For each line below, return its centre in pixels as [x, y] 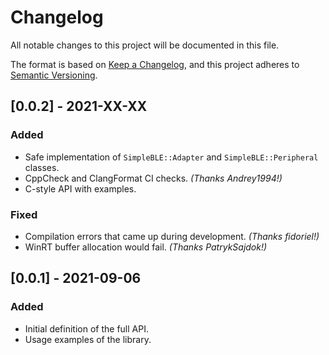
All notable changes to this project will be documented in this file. [145, 45]
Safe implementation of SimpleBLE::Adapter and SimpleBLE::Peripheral [171, 157]
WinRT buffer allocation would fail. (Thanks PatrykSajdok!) [146, 247]
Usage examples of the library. [88, 339]
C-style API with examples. [80, 188]
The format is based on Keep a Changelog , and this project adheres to [155, 64]
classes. [42, 167]
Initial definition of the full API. [86, 328]
